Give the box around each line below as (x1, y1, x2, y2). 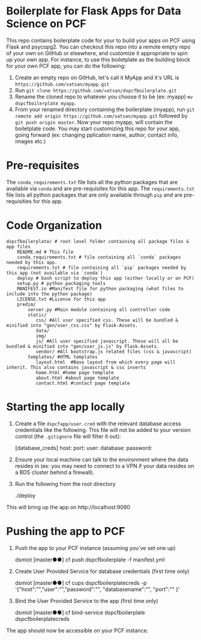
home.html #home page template (35, 369, 114, 375)
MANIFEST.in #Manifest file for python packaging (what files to (17, 286, 184, 292)
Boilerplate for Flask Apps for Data (6, 4, 181, 18)
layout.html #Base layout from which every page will (35, 359, 176, 365)
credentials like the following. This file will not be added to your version (14, 426, 191, 433)
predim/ (17, 301, 36, 307)
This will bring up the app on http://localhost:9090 (6, 503, 131, 510)
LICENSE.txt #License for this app (17, 296, 106, 302)
